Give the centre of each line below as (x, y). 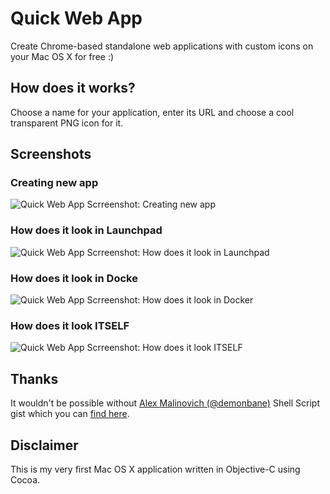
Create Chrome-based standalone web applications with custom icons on (162, 46)
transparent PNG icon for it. (67, 123)
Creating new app (54, 183)
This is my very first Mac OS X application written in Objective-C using (155, 469)
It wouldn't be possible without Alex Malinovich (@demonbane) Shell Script (165, 403)
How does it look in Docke (74, 278)
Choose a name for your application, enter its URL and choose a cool (152, 112)
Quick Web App (76, 18)
